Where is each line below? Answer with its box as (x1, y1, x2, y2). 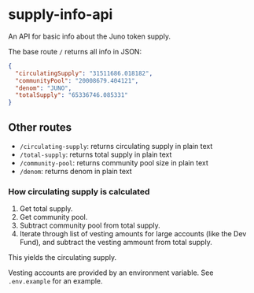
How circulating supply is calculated (8, 186, 150, 197)
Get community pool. (19, 213, 88, 222)
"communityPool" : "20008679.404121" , (15, 76, 139, 84)
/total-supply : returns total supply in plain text (19, 150, 172, 159)
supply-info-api (8, 6, 113, 24)
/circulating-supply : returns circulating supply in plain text (19, 142, 213, 150)
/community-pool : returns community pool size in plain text (19, 158, 208, 167)
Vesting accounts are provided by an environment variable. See (8, 268, 214, 277)
